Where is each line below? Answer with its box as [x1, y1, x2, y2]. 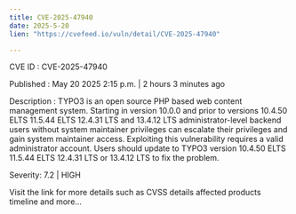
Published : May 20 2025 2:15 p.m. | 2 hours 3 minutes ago [9, 79, 225, 90]
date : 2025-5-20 [9, 21, 69, 30]
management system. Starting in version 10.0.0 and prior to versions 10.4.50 [9, 106, 288, 116]
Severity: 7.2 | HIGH [9, 170, 82, 180]
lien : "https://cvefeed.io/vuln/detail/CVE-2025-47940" [9, 29, 220, 38]
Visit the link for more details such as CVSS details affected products [9, 187, 261, 198]
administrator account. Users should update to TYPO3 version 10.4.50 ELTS [9, 143, 286, 154]
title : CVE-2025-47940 [9, 12, 93, 22]
